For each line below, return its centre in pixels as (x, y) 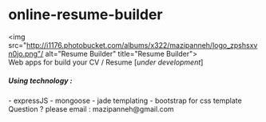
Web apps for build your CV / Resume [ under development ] (106, 62)
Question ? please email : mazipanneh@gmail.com (91, 108)
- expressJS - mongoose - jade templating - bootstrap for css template (125, 100)
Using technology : (40, 81)
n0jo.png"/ (26, 53)
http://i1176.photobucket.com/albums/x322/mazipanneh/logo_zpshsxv (142, 45)
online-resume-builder (85, 15)
